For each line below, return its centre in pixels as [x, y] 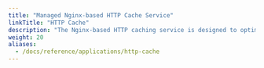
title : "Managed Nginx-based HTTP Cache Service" [91, 15]
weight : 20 [26, 37]
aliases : [22, 45]
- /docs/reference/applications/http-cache [87, 52]
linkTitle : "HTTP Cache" [49, 23]
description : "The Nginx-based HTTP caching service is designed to [123, 30]
